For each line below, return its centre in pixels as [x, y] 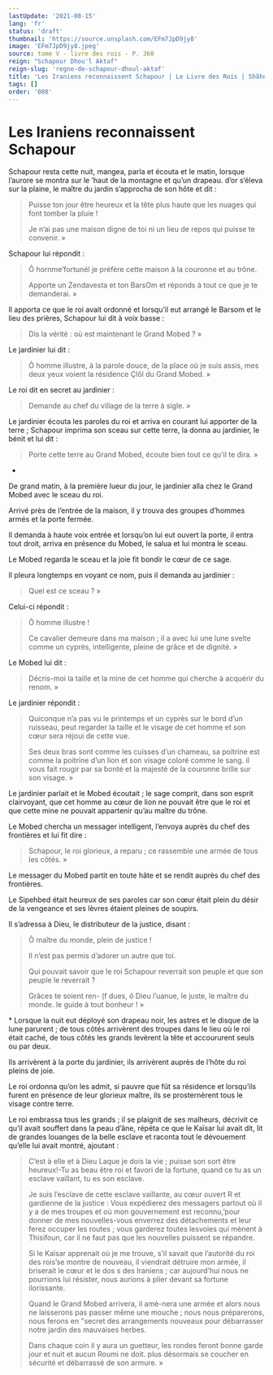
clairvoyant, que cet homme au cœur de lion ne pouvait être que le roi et [129, 802]
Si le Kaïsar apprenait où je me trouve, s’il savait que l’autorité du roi [141, 1254]
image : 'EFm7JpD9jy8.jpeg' [54, 46]
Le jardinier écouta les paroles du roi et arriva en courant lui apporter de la [133, 422]
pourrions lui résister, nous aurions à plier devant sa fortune [128, 1280]
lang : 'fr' [27, 24]
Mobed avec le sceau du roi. [56, 495]
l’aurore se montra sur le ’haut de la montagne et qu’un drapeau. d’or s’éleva [136, 181]
